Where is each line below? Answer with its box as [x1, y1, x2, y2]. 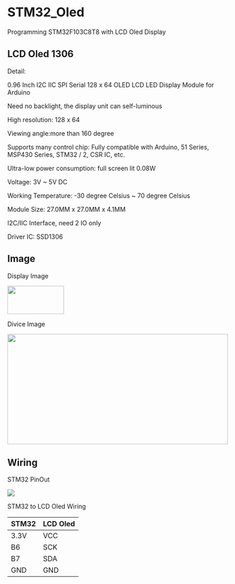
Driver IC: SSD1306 [7, 232, 64, 241]
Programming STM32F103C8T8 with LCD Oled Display [7, 28, 167, 36]
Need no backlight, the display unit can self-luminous [7, 102, 162, 110]
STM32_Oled [7, 4, 85, 20]
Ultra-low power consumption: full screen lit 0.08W [7, 164, 157, 172]
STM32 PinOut [7, 475, 50, 484]
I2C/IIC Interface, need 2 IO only [7, 218, 102, 227]
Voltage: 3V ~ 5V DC [7, 177, 68, 186]
